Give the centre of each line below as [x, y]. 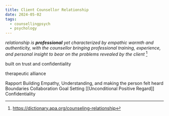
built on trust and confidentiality [38, 63]
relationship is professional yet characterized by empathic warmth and [79, 42]
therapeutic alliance [26, 73]
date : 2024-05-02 [23, 14]
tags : [11, 19]
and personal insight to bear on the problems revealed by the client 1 [76, 54]
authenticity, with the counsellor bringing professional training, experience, [83, 48]
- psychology [23, 28]
